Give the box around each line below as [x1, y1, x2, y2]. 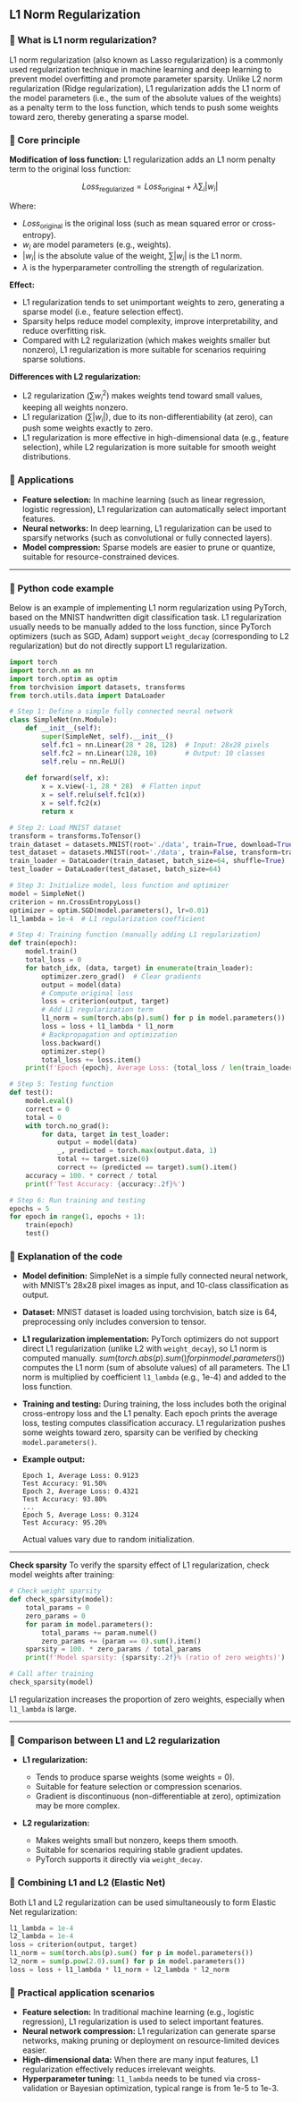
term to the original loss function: [9, 163, 131, 174]
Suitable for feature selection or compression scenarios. [35, 1782, 243, 1792]
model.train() [25, 947, 78, 956]
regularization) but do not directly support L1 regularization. [9, 640, 228, 652]
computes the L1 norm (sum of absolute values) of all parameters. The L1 [21, 1363, 290, 1373]
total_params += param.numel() [41, 1628, 158, 1637]
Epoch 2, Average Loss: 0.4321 [21, 1487, 139, 1496]
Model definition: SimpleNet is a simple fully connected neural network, [21, 1270, 288, 1281]
